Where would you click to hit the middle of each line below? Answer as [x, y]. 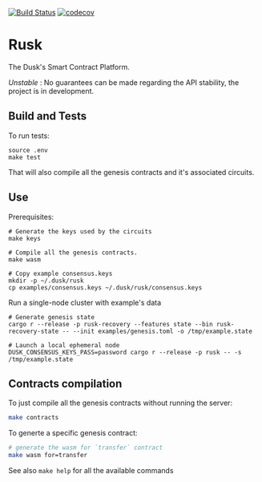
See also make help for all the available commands [91, 470]
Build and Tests [47, 116]
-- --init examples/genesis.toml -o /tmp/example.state [157, 331]
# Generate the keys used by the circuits [80, 231]
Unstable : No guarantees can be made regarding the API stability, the [124, 82]
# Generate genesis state [51, 317]
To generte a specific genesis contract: [73, 433]
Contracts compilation [65, 384]
